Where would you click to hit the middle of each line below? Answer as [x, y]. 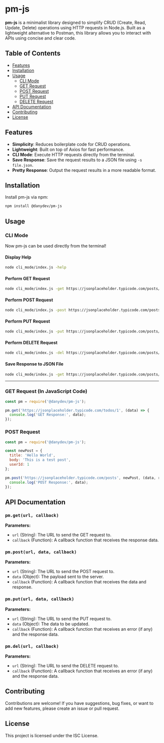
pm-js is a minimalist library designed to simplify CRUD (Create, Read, [76, 22]
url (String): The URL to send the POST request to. [63, 572]
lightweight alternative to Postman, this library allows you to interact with [78, 33]
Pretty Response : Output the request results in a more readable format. [84, 170]
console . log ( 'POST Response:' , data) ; [49, 482]
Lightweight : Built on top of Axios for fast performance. [68, 149]
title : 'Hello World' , [32, 455]
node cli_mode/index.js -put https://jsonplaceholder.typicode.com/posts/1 [84, 331]
